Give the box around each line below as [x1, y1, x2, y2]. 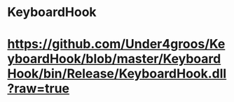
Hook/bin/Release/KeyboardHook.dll [7, 66, 227, 82]
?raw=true [7, 81, 70, 96]
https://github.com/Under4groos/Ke [7, 36, 226, 52]
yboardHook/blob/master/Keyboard [7, 51, 221, 67]
